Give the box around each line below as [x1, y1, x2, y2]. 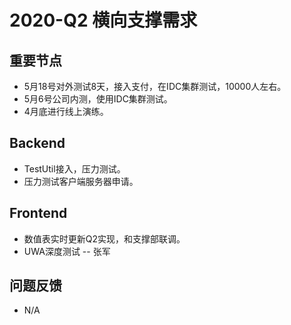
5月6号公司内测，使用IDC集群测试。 [23, 93, 173, 105]
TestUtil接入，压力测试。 [23, 162, 126, 175]
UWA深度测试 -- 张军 [23, 245, 111, 257]
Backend [9, 135, 66, 152]
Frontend [9, 205, 68, 222]
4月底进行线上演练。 [23, 106, 109, 117]
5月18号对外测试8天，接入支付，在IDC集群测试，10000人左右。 [23, 81, 287, 92]
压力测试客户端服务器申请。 [23, 175, 139, 187]
